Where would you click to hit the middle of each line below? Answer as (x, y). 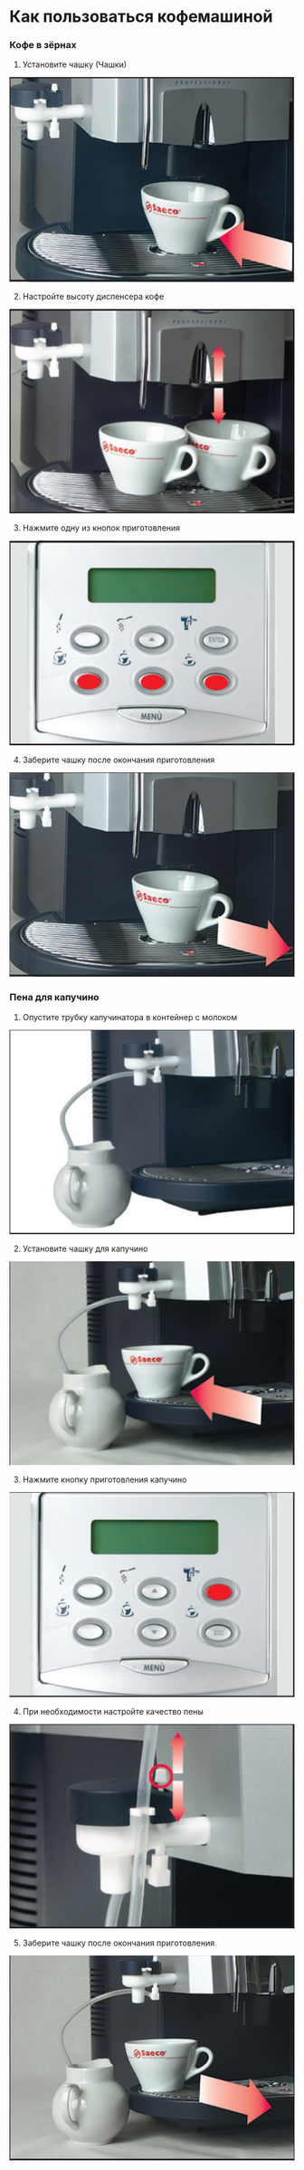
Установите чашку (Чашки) (75, 64)
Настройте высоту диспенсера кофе (93, 296)
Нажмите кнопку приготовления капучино (104, 1480)
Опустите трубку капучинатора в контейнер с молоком (130, 1017)
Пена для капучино (54, 998)
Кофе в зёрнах (43, 45)
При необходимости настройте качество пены (113, 1711)
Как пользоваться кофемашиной (141, 17)
